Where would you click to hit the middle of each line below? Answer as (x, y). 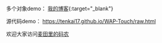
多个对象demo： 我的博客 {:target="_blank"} (60, 9)
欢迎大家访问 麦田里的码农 (38, 34)
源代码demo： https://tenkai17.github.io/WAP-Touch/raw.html (81, 21)
